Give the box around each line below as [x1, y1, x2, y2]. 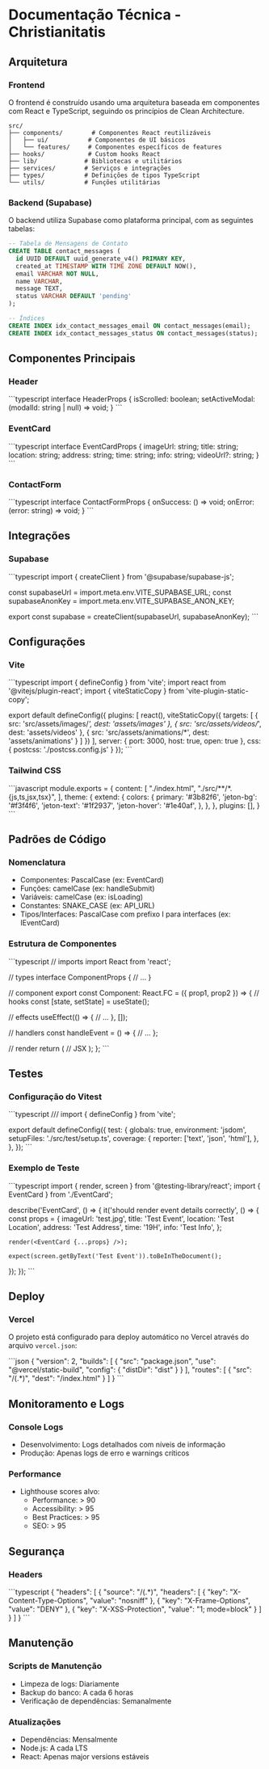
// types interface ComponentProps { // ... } [8, 972, 152, 982]
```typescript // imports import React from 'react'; [8, 956, 171, 967]
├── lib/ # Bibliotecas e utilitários [8, 157, 183, 165]
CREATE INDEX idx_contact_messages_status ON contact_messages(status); [8, 329, 258, 337]
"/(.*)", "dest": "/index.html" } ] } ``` [8, 1374, 124, 1384]
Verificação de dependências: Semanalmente [19, 1695, 172, 1706]
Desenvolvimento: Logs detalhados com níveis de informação [19, 1439, 226, 1449]
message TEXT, [15, 284, 63, 293]
